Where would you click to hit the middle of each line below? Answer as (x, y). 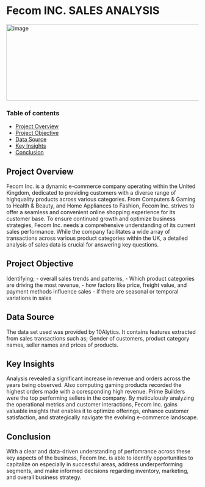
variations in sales (29, 298)
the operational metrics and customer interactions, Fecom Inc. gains (92, 405)
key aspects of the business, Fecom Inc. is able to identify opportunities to (100, 458)
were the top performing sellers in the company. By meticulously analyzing (100, 398)
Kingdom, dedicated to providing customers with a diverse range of (91, 193)
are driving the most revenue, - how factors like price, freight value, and (97, 285)
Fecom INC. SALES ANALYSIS (83, 11)
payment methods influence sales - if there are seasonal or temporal (92, 291)
